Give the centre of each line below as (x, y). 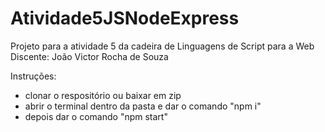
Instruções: (33, 76)
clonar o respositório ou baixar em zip (103, 95)
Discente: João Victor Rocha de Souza (89, 56)
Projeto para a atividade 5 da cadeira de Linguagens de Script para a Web (162, 46)
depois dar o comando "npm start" (96, 116)
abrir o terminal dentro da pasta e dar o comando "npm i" (143, 106)
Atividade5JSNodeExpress (125, 18)
